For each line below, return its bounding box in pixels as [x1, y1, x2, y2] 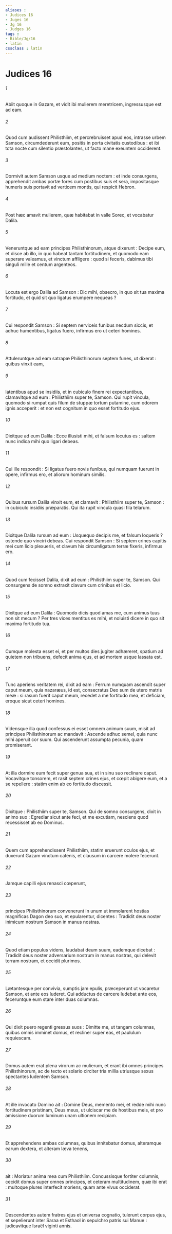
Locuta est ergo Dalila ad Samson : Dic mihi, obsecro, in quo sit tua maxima [5, 289, 165, 295]
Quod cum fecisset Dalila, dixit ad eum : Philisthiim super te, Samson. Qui [5, 576, 160, 583]
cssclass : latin [5, 46, 43, 51]
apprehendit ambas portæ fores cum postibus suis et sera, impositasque [5, 179, 159, 185]
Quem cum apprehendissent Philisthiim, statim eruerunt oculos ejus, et [5, 847, 155, 853]
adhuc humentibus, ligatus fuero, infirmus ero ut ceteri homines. [5, 328, 141, 334]
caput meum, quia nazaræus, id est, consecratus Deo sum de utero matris [5, 687, 162, 693]
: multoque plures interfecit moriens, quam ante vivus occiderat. [5, 1184, 141, 1190]
